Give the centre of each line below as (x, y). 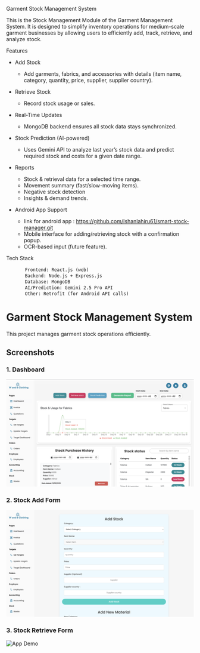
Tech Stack (20, 258)
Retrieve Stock (33, 92)
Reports (24, 167)
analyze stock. (24, 39)
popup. (32, 240)
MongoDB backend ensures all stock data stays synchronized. (100, 127)
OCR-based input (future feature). (65, 247)
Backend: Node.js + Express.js (63, 276)
